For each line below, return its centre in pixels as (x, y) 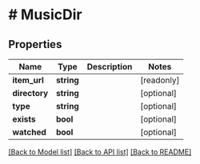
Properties (35, 44)
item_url (28, 80)
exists (24, 119)
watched (29, 132)
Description (110, 67)
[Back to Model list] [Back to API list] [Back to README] (100, 152)
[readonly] (160, 80)
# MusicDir (45, 15)
